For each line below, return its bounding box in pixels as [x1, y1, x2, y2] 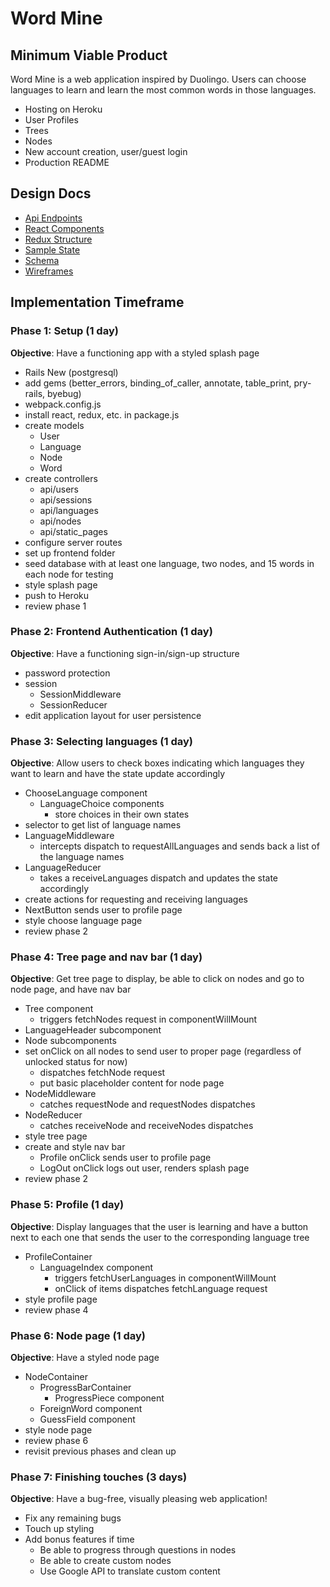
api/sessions [39, 493, 93, 506]
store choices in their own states [54, 808, 190, 821]
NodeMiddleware [24, 1088, 97, 1100]
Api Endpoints [24, 212, 83, 224]
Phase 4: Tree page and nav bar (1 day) [10, 950, 203, 964]
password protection [24, 667, 111, 679]
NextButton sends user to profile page [24, 904, 183, 916]
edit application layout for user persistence [24, 709, 202, 721]
